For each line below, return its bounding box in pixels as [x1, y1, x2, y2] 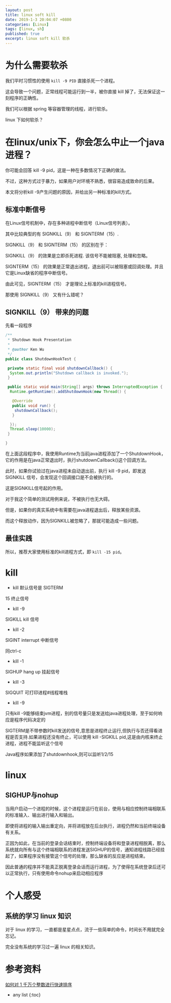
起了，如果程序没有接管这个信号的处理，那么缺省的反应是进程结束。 [5, 853, 148, 859]
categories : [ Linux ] [5, 21, 49, 27]
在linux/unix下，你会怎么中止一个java [5, 137, 164, 148]
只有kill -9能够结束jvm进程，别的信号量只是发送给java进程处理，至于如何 [5, 710, 158, 716]
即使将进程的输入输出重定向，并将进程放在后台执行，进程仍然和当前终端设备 [5, 822, 166, 829]
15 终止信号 [5, 595, 29, 601]
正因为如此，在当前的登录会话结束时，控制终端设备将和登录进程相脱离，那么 [5, 840, 166, 846]
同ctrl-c [5, 648, 21, 654]
